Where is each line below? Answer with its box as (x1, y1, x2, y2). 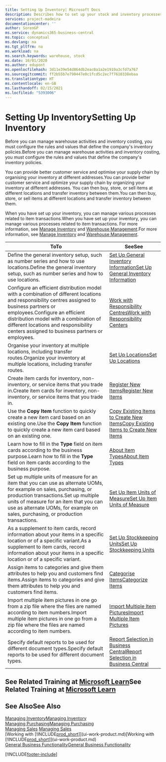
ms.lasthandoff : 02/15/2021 (5, 85, 63, 91)
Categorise (109, 570, 135, 577)
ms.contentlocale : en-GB (5, 81, 56, 86)
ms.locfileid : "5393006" (5, 90, 56, 95)
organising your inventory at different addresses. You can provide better (5, 175, 151, 180)
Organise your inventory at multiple (7, 342, 89, 349)
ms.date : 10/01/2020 (5, 58, 48, 63)
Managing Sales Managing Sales (5, 726, 72, 732)
